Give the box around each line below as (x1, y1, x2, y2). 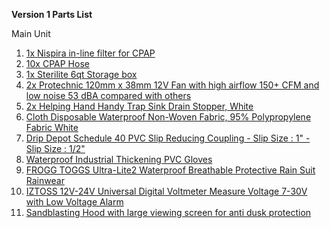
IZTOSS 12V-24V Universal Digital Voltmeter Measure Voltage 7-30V (25, 185, 308, 197)
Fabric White (25, 122, 79, 133)
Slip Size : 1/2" (25, 143, 86, 154)
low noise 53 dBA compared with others (25, 90, 192, 101)
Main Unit (11, 28, 51, 39)
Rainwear (25, 175, 65, 186)
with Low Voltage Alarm (25, 196, 124, 208)
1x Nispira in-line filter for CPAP (25, 47, 156, 59)
